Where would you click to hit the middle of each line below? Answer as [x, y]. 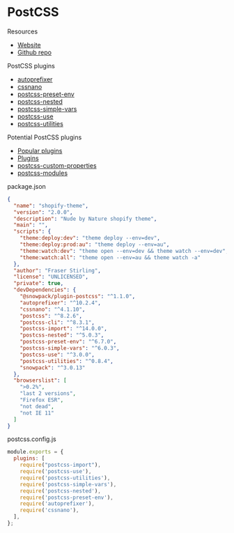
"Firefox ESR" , [42, 400]
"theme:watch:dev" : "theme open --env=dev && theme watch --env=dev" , [124, 251]
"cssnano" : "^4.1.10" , [53, 309]
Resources [23, 31]
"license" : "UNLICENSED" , [51, 277]
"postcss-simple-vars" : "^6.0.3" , [70, 348]
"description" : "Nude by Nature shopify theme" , [85, 219]
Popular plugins [40, 150]
